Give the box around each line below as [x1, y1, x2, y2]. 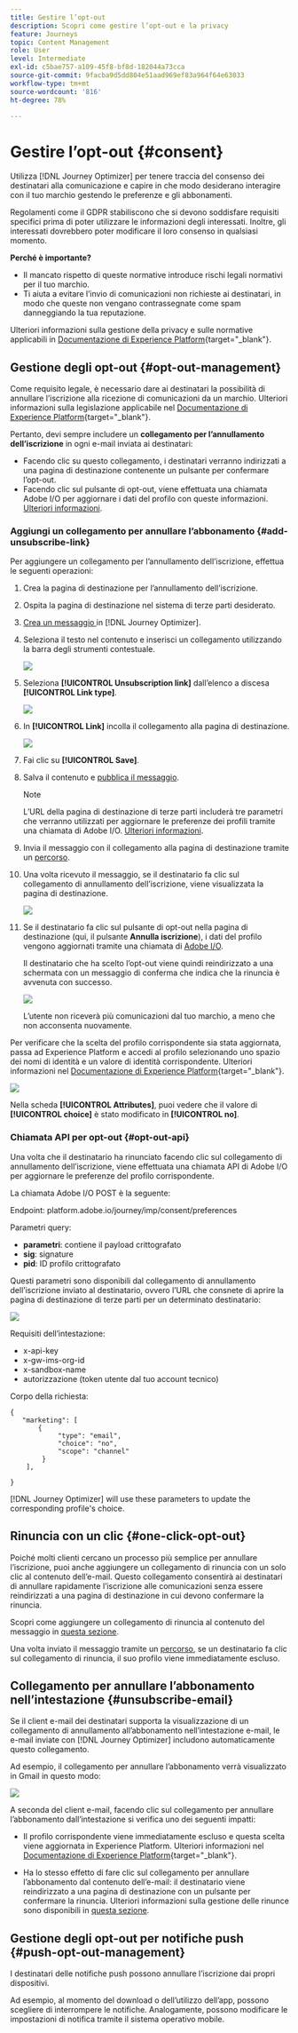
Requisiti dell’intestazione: [10, 1328, 106, 1338]
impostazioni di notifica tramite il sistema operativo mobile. [10, 2013, 225, 2025]
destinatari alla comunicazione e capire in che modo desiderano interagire [10, 180, 281, 191]
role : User [10, 46, 51, 55]
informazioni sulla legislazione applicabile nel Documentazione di [10, 402, 248, 413]
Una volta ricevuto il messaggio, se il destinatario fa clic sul [22, 870, 240, 880]
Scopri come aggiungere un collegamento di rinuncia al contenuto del [10, 1616, 265, 1627]
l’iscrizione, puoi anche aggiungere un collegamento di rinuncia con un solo [10, 1561, 286, 1572]
